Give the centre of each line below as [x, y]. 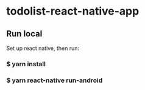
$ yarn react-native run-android [55, 80]
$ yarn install [26, 64]
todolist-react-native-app [73, 11]
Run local [24, 34]
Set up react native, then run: [43, 48]
